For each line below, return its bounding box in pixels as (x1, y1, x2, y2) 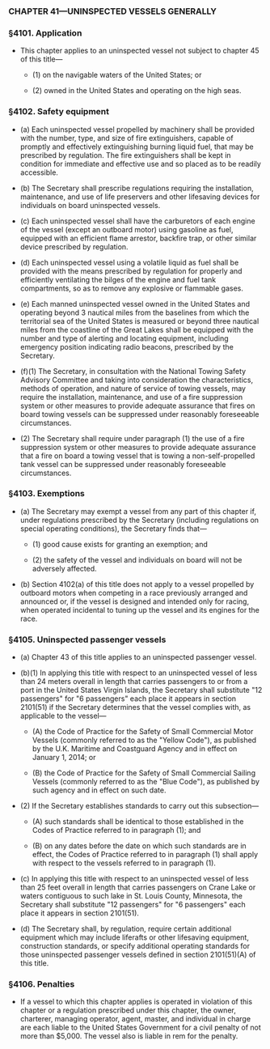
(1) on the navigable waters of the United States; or (32, 70, 202, 80)
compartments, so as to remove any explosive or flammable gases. (19, 283, 244, 293)
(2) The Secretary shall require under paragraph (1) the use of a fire (19, 433, 245, 443)
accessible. (19, 168, 59, 177)
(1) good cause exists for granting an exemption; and (32, 539, 209, 549)
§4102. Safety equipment (8, 106, 109, 117)
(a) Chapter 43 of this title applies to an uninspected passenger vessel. (19, 652, 257, 662)
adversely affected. (32, 563, 97, 573)
